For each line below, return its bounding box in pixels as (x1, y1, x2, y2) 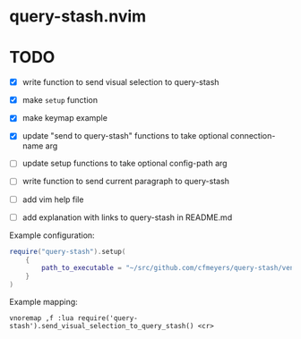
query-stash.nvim (9, 6, 147, 27)
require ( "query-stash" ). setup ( (9, 247, 126, 256)
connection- (229, 131, 276, 141)
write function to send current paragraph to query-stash (21, 176, 230, 187)
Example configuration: (9, 230, 96, 241)
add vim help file (21, 194, 84, 205)
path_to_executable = (41, 264, 123, 273)
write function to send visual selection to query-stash (21, 77, 219, 88)
